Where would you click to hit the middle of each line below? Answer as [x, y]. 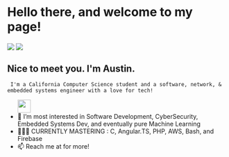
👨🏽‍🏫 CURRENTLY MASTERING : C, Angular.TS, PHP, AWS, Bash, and [116, 131]
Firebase [30, 138]
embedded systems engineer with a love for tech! [80, 90]
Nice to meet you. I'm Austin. [71, 68]
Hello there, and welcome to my [100, 12]
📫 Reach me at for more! [53, 146]
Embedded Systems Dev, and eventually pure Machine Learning [109, 124]
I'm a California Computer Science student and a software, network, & [116, 84]
